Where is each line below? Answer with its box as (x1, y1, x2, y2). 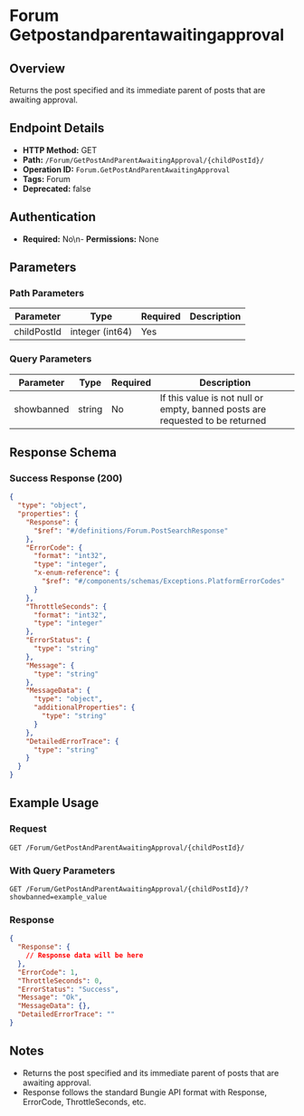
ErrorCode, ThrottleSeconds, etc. (22, 1096, 147, 1107)
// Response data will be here (25, 951, 144, 960)
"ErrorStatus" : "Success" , (17, 985, 119, 994)
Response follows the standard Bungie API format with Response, (22, 1086, 268, 1097)
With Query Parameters (9, 864, 116, 877)
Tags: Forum (22, 173, 71, 184)
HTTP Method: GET (22, 144, 98, 155)
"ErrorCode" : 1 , (17, 967, 79, 976)
